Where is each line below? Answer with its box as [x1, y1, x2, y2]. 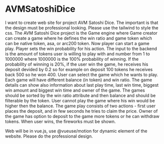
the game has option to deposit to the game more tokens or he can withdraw [5, 113, 160, 119]
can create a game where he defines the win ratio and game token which [5, 35, 152, 41]
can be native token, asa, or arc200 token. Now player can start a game [5, 40, 150, 46]
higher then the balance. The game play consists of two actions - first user [5, 103, 156, 109]
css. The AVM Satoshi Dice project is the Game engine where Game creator [5, 30, 158, 36]
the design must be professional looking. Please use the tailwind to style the [5, 24, 159, 30]
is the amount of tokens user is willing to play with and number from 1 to [5, 50, 150, 57]
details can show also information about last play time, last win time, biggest [5, 82, 159, 88]
